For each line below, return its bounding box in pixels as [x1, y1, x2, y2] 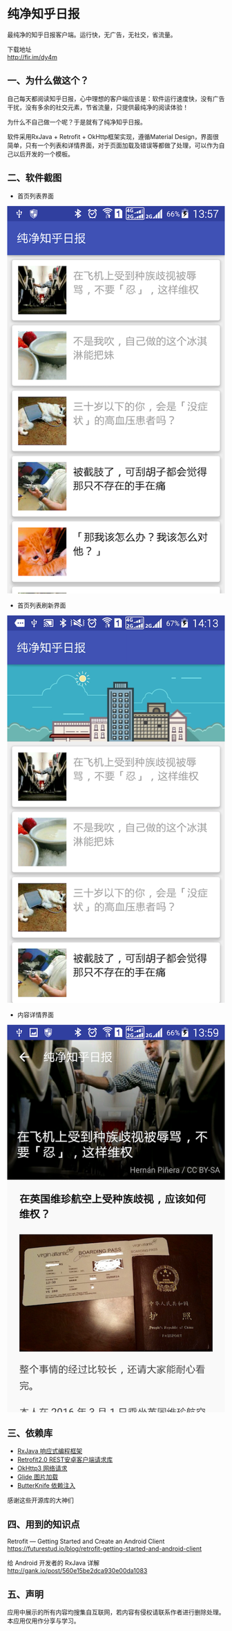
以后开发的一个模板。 [12, 149, 74, 158]
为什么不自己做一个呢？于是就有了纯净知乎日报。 [7, 118, 146, 126]
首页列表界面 [17, 192, 54, 200]
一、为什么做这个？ [7, 75, 89, 86]
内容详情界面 [17, 1011, 54, 1019]
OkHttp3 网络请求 [17, 1464, 68, 1473]
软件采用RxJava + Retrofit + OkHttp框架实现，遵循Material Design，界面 [7, 132, 213, 140]
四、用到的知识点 [7, 1518, 80, 1530]
